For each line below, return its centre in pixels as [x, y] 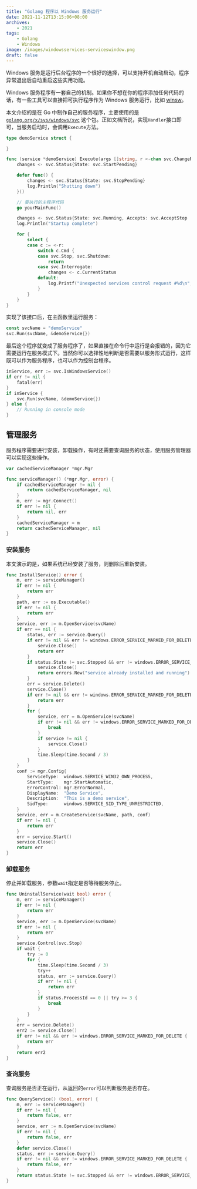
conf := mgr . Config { [42, 771]
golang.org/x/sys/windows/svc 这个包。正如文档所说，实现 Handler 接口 [91, 119]
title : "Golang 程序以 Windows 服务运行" [54, 11]
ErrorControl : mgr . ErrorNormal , [67, 788]
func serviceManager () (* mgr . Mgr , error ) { [60, 479]
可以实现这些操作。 [29, 457]
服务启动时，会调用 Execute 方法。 [62, 127]
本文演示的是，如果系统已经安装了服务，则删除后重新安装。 [78, 563]
